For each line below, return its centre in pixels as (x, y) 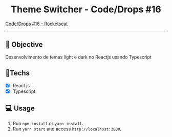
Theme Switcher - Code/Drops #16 (86, 9)
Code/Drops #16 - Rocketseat (37, 24)
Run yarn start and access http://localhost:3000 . (67, 129)
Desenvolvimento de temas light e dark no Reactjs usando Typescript (79, 57)
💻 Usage (20, 109)
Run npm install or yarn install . (48, 123)
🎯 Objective (24, 45)
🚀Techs (17, 73)
